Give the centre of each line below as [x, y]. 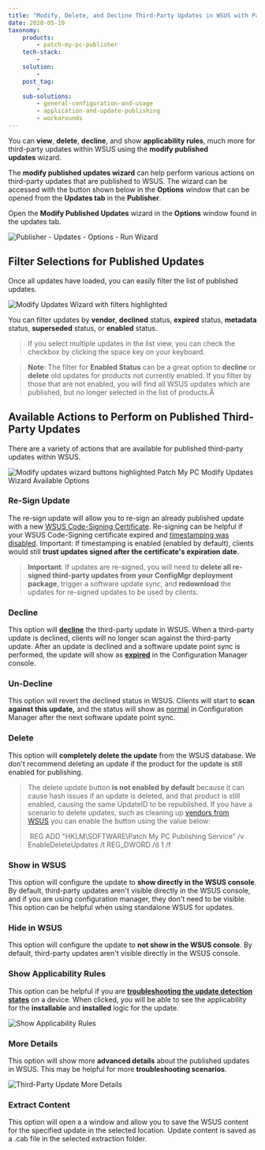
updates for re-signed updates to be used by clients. [113, 592]
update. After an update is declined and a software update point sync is [124, 646]
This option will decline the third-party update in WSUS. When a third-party [131, 630]
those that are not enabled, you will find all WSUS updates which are [139, 384]
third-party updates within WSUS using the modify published [108, 149]
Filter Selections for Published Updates [106, 262]
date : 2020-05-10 [37, 23]
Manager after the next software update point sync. [92, 717]
